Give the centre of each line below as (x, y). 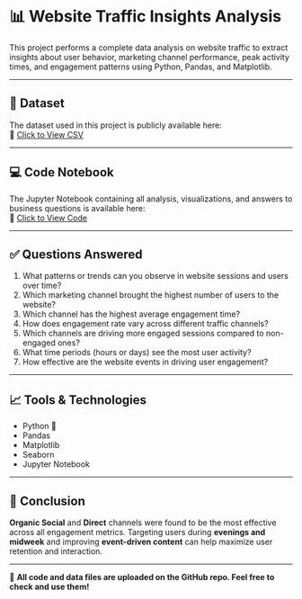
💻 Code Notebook (62, 172)
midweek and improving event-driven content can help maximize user (141, 541)
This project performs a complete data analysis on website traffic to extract (149, 47)
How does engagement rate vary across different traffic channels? (145, 324)
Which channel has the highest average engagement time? (131, 314)
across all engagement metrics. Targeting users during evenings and (138, 532)
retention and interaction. (56, 551)
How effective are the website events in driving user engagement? (145, 362)
